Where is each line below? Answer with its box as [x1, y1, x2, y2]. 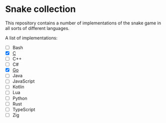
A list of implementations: [5, 35, 57, 41]
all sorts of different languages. [5, 25, 70, 31]
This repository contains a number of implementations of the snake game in [5, 20, 161, 26]
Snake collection [5, 3, 76, 15]
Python [12, 95, 27, 101]
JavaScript [12, 78, 35, 84]
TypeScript [12, 106, 35, 113]
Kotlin [12, 84, 24, 90]
